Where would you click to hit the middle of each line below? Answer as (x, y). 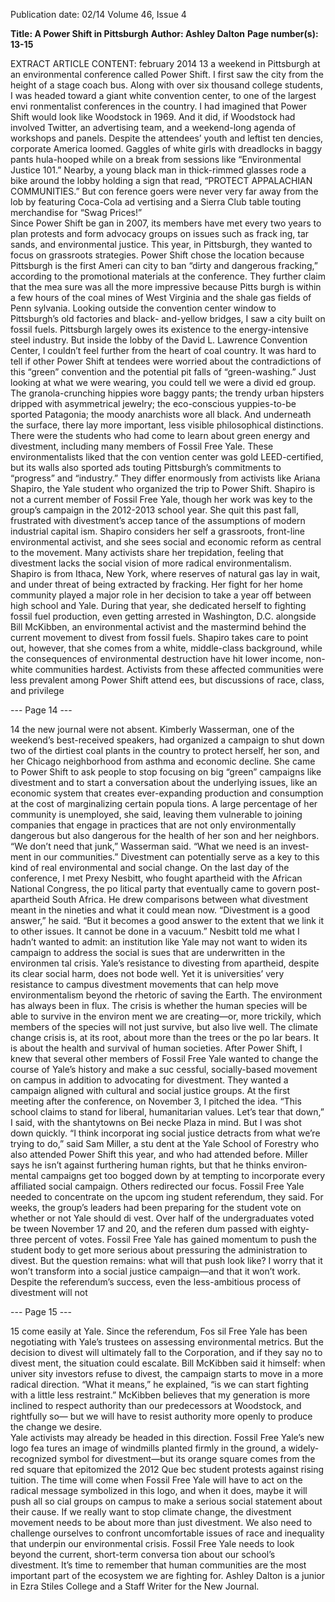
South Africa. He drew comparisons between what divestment (180, 899)
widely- (304, 1448)
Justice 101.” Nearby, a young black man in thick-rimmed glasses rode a (158, 170)
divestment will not (49, 1292)
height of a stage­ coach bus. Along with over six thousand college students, (166, 85)
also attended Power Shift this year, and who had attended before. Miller (159, 1154)
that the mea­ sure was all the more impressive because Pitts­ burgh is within (166, 287)
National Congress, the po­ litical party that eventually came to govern (153, 888)
